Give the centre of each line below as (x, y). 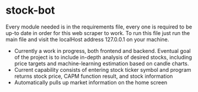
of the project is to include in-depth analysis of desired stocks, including (103, 57)
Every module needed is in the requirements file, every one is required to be (99, 27)
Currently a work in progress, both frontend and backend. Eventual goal (103, 50)
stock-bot (30, 10)
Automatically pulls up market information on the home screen (91, 82)
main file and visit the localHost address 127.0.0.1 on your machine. (87, 39)
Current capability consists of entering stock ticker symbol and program (103, 69)
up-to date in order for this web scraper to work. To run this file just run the (98, 33)
